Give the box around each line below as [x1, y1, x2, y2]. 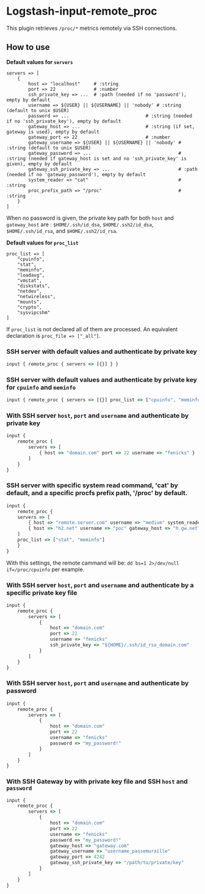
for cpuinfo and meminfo [6, 383, 76, 392]
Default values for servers [6, 58, 73, 65]
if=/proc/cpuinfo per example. [6, 565, 85, 573]
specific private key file [6, 588, 77, 597]
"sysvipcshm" [17, 309, 51, 315]
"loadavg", [17, 272, 45, 278]
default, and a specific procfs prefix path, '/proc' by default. [6, 489, 188, 498]
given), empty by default [6, 160, 72, 167]
